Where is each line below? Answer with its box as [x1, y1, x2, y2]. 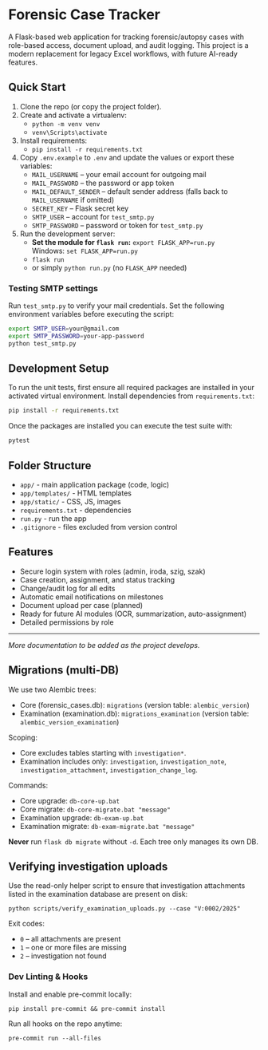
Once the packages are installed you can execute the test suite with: [8, 421, 233, 431]
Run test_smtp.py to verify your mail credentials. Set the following [8, 301, 225, 310]
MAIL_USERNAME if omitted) [31, 195, 115, 204]
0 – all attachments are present [19, 934, 121, 944]
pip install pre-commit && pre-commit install [8, 1005, 166, 1012]
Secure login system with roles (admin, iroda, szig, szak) [19, 566, 206, 576]
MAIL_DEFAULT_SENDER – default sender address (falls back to [31, 186, 229, 196]
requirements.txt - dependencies [19, 505, 132, 515]
